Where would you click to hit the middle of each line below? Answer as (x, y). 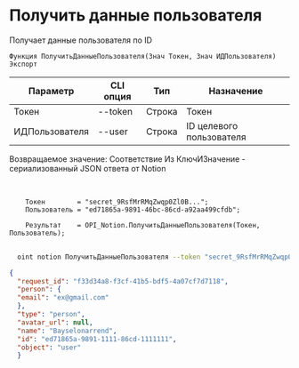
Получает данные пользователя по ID (81, 40)
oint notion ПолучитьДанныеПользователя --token (109, 257)
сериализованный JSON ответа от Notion (88, 168)
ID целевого (212, 125)
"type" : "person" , (52, 315)
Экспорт (24, 64)
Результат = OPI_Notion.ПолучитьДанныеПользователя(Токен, (143, 225)
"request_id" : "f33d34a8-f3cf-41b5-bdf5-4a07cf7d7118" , (123, 281)
